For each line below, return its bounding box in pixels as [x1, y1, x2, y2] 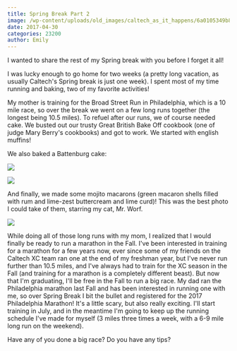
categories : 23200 [7, 30, 61, 37]
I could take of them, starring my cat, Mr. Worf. [7, 205, 143, 213]
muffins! [7, 136, 32, 145]
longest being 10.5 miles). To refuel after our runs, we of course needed [7, 114, 216, 122]
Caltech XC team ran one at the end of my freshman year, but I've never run [7, 254, 228, 263]
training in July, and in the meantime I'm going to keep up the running [7, 307, 209, 315]
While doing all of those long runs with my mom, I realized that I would [7, 232, 212, 240]
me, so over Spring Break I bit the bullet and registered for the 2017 [7, 292, 202, 300]
